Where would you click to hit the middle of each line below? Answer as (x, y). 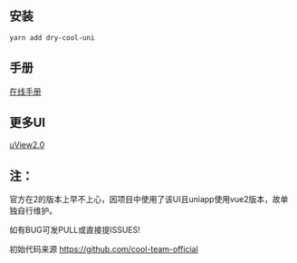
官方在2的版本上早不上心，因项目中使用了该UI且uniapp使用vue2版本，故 (145, 200)
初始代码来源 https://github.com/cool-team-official (104, 249)
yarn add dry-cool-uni (52, 38)
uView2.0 (27, 145)
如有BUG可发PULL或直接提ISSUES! (75, 230)
